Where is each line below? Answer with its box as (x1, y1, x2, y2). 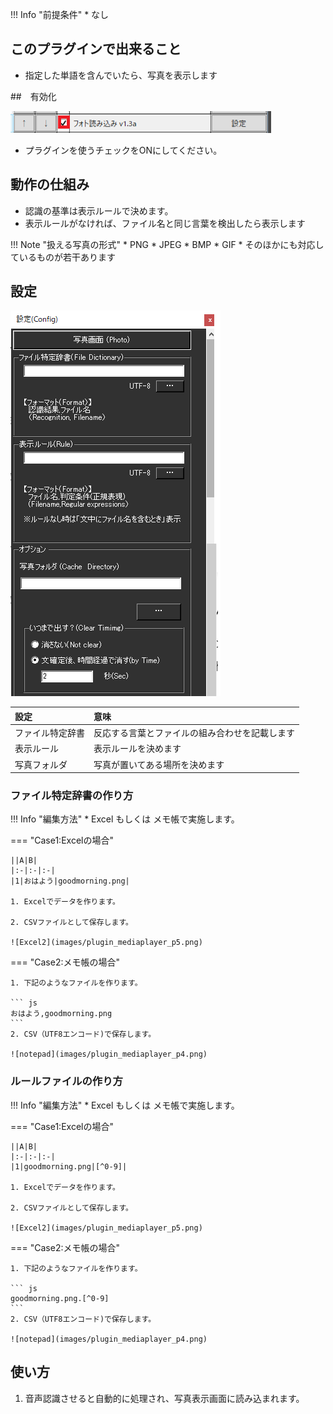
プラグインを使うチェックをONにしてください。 (24, 144, 223, 156)
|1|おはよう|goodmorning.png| (10, 876, 130, 887)
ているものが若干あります (10, 251, 116, 263)
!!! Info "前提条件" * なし (10, 9, 110, 20)
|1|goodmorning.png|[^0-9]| (10, 1161, 128, 1172)
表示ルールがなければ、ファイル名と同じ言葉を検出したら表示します (24, 217, 306, 229)
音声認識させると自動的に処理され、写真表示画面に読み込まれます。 (24, 1392, 305, 1404)
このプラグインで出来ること (10, 41, 182, 58)
